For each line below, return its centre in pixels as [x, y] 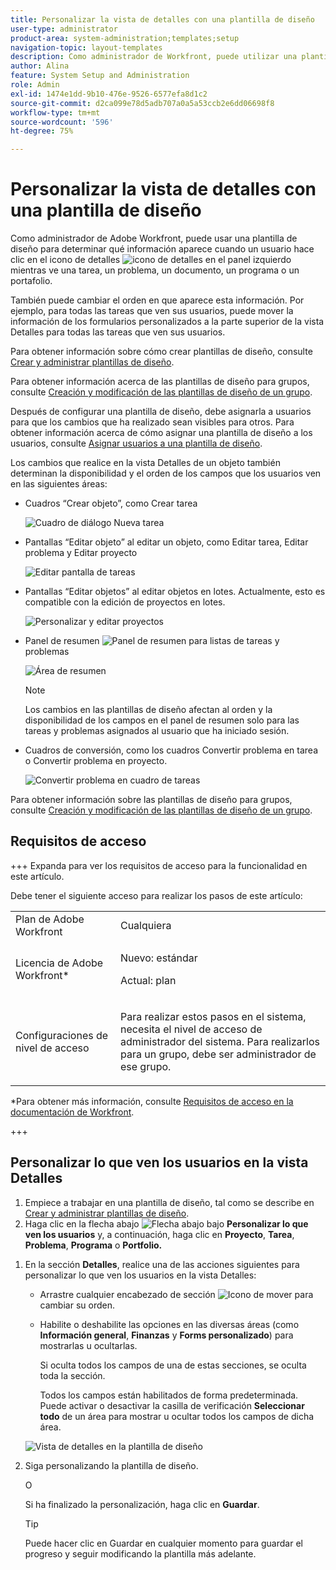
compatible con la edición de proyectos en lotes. [125, 602]
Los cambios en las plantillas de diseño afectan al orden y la [148, 710]
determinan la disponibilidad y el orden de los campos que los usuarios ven [166, 473]
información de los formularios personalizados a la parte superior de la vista [167, 322]
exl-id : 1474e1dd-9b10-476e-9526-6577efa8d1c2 [109, 94]
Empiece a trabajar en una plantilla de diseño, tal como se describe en [169, 1202]
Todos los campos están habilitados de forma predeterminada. [169, 1395]
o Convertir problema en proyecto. [96, 761]
